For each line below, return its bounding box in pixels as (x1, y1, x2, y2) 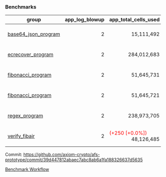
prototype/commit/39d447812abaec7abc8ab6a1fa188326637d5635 (5, 157, 143, 163)
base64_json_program (7, 31, 60, 38)
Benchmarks (5, 3, 37, 10)
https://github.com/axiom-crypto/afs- (23, 152, 100, 158)
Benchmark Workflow (5, 167, 49, 173)
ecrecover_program (7, 51, 53, 58)
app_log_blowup (65, 16, 105, 23)
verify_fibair (7, 133, 35, 139)
